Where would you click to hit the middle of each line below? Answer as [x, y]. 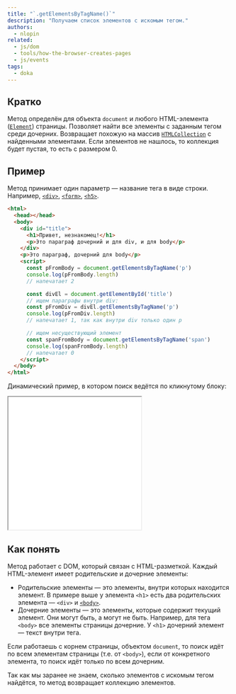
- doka [23, 73]
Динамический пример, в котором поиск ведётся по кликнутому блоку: [117, 386]
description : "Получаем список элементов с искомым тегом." [98, 21]
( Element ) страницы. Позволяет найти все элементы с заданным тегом [114, 126]
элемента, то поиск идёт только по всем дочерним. [86, 661]
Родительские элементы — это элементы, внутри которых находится [123, 587]
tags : [15, 67]
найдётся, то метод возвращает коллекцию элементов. [91, 682]
